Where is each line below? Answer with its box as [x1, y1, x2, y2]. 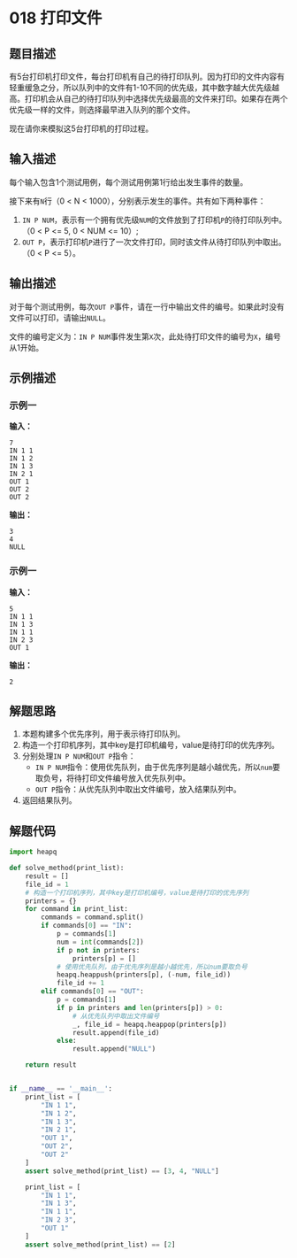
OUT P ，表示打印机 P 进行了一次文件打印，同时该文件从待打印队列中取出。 [21, 236, 286, 247]
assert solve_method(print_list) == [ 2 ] [25, 1240, 176, 1249]
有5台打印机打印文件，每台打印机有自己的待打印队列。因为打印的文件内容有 [9, 72, 286, 81]
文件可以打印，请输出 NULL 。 [9, 312, 110, 323]
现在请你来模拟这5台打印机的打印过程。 [9, 123, 154, 134]
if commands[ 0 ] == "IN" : [41, 922, 133, 930]
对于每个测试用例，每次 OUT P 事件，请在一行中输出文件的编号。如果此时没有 [9, 301, 285, 312]
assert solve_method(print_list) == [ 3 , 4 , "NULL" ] [25, 1166, 219, 1176]
